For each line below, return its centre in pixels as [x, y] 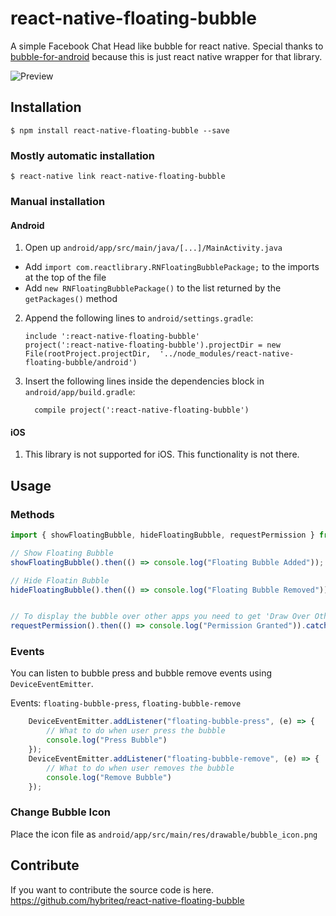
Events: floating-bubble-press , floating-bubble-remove [126, 703]
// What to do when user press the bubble [136, 731]
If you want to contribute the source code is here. [112, 889]
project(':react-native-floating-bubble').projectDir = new [152, 345]
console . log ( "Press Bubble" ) [107, 740]
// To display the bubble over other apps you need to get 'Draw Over [160, 617]
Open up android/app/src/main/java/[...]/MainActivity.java [153, 248]
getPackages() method [71, 299]
